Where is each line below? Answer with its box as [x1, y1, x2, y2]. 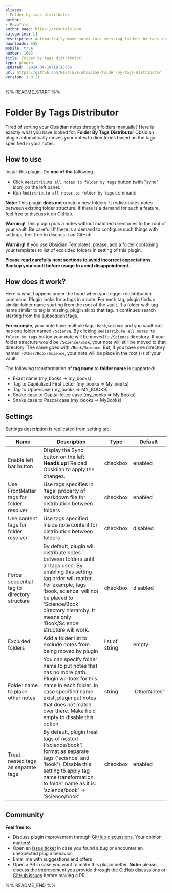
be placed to [43, 594, 73, 601]
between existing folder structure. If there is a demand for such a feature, [5, 205, 160, 211]
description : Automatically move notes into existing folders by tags [5, 37, 159, 42]
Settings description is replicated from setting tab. [5, 426, 111, 432]
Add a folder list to [43, 635, 88, 642]
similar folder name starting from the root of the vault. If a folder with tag [5, 302, 158, 308]
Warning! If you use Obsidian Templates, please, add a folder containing [5, 241, 159, 248]
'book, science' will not [43, 588, 99, 595]
